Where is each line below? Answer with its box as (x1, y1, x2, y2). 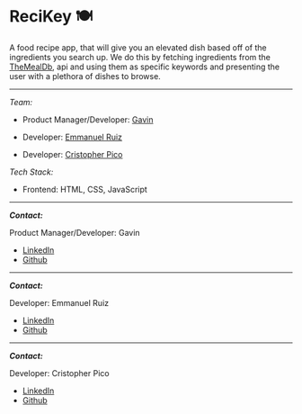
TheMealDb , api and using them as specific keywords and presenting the (9, 61, 280, 72)
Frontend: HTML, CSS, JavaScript (22, 184, 148, 194)
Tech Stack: (9, 166, 54, 177)
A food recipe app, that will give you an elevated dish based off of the (9, 41, 267, 53)
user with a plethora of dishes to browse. (9, 70, 162, 81)
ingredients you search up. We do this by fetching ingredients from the (9, 51, 271, 62)
